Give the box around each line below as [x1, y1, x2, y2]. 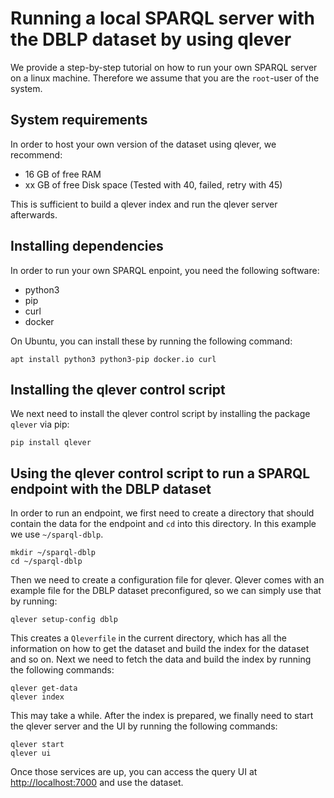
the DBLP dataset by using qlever [10, 28, 292, 51]
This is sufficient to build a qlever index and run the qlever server [10, 198, 278, 210]
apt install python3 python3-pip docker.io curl [10, 354, 217, 364]
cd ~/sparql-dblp [10, 557, 83, 567]
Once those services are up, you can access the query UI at [10, 766, 258, 778]
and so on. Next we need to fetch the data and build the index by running [10, 653, 312, 666]
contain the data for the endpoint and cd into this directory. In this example [10, 518, 317, 530]
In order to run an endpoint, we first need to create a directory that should [10, 507, 315, 519]
